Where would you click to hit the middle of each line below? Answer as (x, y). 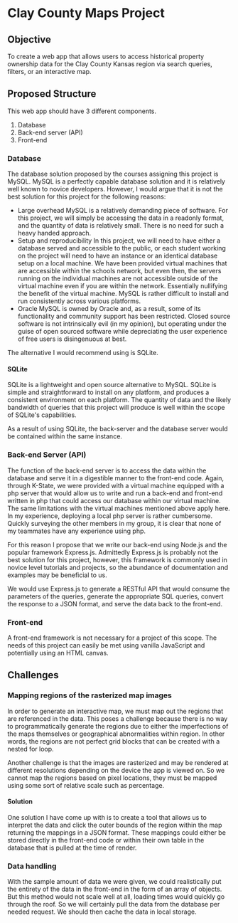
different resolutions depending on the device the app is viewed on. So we (116, 770)
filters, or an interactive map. (49, 72)
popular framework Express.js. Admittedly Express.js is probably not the (113, 552)
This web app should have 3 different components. (82, 111)
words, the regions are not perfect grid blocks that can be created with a (114, 741)
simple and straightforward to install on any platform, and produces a (108, 392)
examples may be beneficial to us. (58, 575)
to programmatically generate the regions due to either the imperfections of (118, 726)
